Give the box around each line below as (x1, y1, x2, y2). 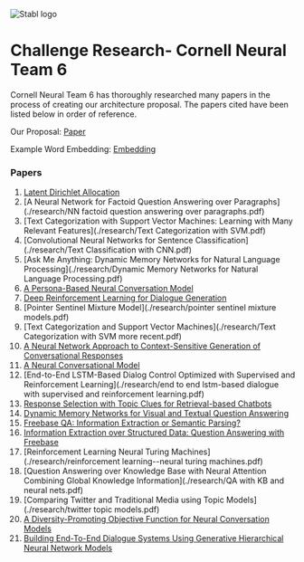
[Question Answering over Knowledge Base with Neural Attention (23, 466, 267, 477)
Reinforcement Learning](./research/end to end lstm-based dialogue (23, 379, 280, 390)
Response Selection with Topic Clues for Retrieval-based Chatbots (23, 398, 272, 409)
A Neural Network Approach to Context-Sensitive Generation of (23, 340, 261, 352)
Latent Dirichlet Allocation (23, 186, 120, 198)
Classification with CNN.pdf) (85, 244, 193, 255)
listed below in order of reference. (10, 109, 138, 119)
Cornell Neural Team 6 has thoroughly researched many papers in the (10, 89, 271, 100)
